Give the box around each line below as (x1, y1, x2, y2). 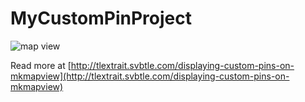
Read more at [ (10, 59, 72, 71)
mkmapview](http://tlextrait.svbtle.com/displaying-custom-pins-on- (10, 70, 290, 82)
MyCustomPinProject (10, 7, 192, 30)
